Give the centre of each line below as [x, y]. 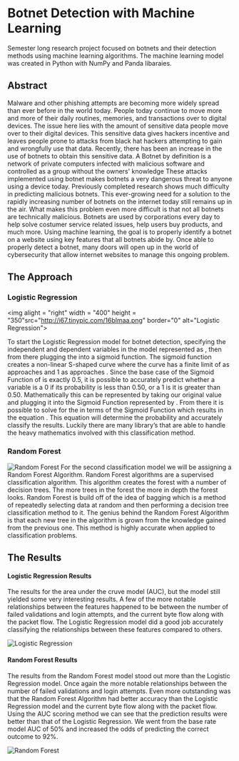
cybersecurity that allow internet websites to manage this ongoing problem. [118, 254]
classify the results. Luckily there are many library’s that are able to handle [117, 425]
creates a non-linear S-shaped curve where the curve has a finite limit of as [118, 365]
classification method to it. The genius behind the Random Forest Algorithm [118, 513]
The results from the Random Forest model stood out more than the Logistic [119, 675]
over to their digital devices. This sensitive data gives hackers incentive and [118, 133]
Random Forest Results [42, 660]
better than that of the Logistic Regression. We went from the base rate [112, 721]
